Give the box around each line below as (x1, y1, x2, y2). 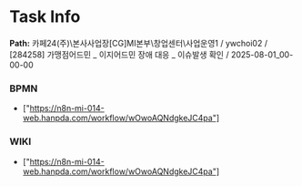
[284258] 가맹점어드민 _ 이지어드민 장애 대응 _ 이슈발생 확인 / (9, 48, 229, 60)
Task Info (9, 6, 81, 27)
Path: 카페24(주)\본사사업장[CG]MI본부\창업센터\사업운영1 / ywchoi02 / (9, 37, 268, 48)
